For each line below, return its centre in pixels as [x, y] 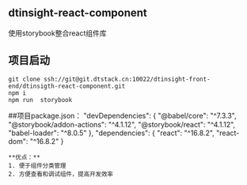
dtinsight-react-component [78, 13]
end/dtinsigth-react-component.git [67, 86]
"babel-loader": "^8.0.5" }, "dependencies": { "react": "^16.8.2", [112, 133]
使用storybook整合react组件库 [57, 33]
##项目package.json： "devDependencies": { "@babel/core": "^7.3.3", [122, 115]
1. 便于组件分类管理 [37, 165]
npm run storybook [40, 100]
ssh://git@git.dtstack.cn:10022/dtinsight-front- [127, 79]
